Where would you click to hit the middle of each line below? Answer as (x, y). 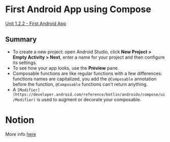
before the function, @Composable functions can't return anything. (80, 84)
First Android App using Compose (78, 9)
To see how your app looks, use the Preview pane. (66, 68)
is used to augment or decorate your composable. (89, 99)
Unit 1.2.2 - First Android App (36, 23)
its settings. (25, 63)
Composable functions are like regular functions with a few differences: (87, 73)
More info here (21, 134)
